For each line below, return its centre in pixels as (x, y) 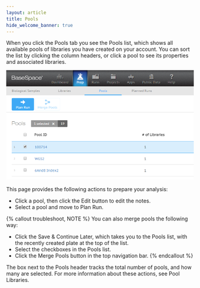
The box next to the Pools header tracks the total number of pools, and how (99, 267)
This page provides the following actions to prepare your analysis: (87, 189)
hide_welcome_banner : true (40, 25)
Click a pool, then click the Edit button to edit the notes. (82, 201)
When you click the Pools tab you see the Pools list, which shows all (90, 43)
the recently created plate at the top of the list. (72, 243)
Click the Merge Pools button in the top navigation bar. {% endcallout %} (104, 256)
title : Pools (22, 19)
